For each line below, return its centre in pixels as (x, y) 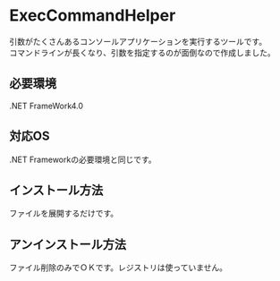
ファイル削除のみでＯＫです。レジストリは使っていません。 (119, 268)
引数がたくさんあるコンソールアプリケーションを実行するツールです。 (138, 41)
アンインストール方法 (68, 244)
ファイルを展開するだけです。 (64, 213)
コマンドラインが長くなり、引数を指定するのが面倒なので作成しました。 (142, 52)
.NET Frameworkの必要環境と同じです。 (83, 159)
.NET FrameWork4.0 (46, 106)
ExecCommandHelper (93, 16)
